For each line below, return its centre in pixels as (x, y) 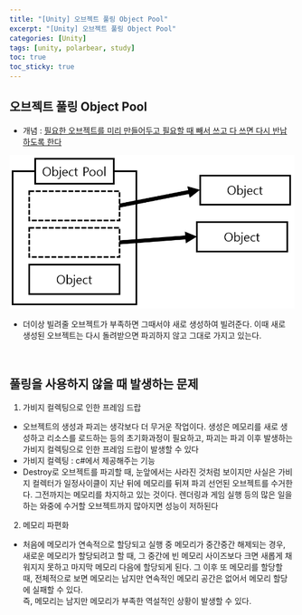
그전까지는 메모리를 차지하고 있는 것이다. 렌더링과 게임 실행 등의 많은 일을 (164, 495)
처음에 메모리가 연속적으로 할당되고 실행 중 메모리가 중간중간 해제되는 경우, (154, 544)
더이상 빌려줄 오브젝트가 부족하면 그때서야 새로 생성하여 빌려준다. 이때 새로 (154, 324)
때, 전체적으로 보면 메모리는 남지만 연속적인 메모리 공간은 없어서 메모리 (146, 579)
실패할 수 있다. (57, 590)
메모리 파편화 (46, 525)
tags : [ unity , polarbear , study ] (72, 48)
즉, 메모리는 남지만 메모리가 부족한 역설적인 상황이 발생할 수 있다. (137, 601)
